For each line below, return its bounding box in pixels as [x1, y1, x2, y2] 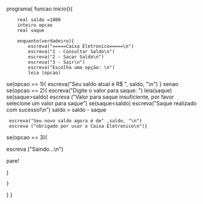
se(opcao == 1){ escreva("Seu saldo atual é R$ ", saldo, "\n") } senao [6, 81, 179, 87]
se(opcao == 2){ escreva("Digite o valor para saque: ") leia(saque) [6, 87, 173, 94]
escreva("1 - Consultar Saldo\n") [28, 48, 115, 54]
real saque [17, 27, 45, 33]
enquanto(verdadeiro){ [17, 38, 75, 44]
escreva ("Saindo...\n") [6, 145, 64, 153]
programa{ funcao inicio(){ [6, 5, 73, 12]
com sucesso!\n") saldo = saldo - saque [6, 106, 107, 113]
